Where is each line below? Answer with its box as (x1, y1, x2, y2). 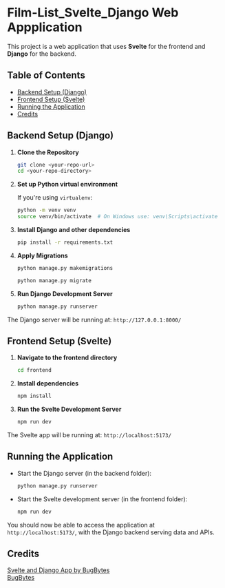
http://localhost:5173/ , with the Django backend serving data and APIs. (7, 528, 215, 536)
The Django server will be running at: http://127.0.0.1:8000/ (7, 315, 182, 324)
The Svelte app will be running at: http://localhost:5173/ (7, 431, 172, 439)
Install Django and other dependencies (17, 226, 131, 234)
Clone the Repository (17, 148, 79, 156)
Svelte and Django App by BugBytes (7, 566, 110, 574)
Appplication (7, 19, 83, 35)
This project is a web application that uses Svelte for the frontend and (7, 42, 206, 50)
